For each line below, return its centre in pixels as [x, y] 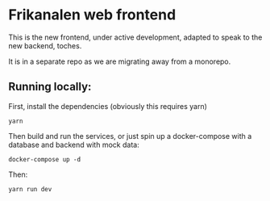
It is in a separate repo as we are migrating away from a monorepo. [120, 61]
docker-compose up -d [45, 159]
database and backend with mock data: [74, 144]
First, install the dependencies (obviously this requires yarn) [108, 106]
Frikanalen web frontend [92, 15]
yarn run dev [30, 189]
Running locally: [50, 87]
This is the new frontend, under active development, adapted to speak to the [135, 37]
